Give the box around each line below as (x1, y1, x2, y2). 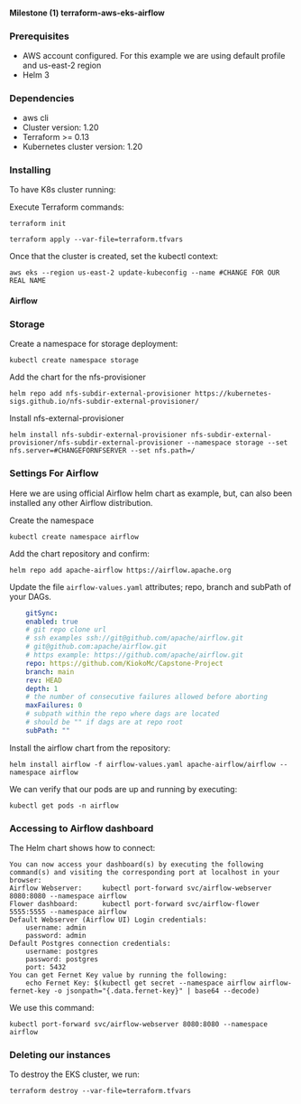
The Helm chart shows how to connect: (9, 843, 156, 854)
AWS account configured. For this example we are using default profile (22, 50, 286, 61)
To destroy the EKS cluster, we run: (9, 1069, 140, 1080)
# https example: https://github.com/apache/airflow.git (25, 650, 244, 660)
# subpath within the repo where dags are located (25, 709, 220, 718)
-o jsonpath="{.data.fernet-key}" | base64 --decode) (53, 987, 260, 996)
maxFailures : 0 (25, 701, 83, 710)
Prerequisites (9, 30, 69, 42)
